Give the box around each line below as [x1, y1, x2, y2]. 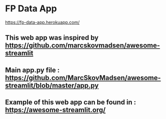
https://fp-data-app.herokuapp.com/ [5, 19, 80, 25]
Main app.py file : [5, 66, 60, 74]
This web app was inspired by [5, 34, 99, 42]
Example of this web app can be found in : [5, 98, 136, 107]
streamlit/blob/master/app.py [5, 81, 99, 89]
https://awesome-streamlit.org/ [5, 106, 106, 114]
